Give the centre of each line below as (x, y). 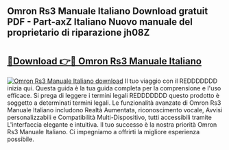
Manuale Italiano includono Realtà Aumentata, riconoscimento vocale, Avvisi (115, 110)
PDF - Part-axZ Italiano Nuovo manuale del (100, 22)
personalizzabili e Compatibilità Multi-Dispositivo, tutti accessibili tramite (110, 117)
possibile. (21, 139)
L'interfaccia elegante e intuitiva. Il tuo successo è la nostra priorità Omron (112, 125)
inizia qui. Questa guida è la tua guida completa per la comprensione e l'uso (114, 88)
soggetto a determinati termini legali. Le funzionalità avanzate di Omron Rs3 (114, 103)
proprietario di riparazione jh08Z (79, 33)
